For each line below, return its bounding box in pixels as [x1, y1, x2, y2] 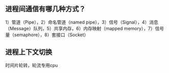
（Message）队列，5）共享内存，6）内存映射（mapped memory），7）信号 [5, 25, 164, 31]
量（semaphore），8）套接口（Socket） [5, 32, 89, 38]
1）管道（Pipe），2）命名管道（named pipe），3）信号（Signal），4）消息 [5, 19, 159, 25]
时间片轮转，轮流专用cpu [5, 62, 58, 68]
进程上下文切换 [5, 48, 52, 56]
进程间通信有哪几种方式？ [5, 5, 86, 14]
